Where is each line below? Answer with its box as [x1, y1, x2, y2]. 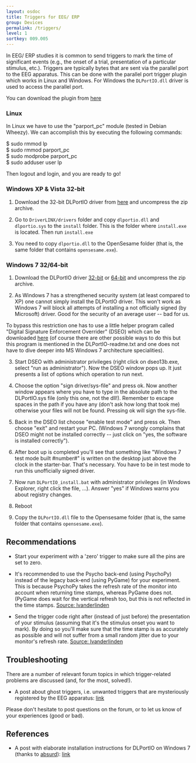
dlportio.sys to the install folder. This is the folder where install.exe [14, 222, 187, 229]
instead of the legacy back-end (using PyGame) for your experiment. [14, 576, 181, 583]
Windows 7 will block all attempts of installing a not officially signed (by [14, 304, 187, 311]
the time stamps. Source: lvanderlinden [14, 601, 109, 609]
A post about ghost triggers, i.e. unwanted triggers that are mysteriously [14, 688, 189, 695]
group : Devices [6, 19, 43, 25]
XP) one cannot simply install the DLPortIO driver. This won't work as [14, 298, 181, 305]
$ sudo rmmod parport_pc [6, 146, 70, 153]
